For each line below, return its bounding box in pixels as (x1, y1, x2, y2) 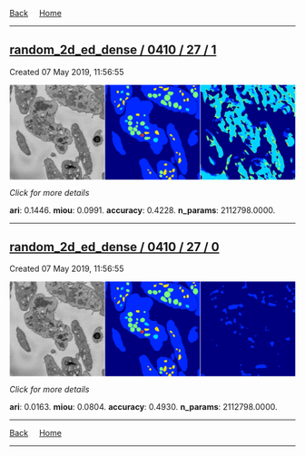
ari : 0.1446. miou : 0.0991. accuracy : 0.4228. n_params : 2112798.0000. (9, 204, 276, 216)
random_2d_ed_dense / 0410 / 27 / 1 (9, 43, 217, 58)
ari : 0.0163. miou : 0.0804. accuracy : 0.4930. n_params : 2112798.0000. (9, 402, 279, 412)
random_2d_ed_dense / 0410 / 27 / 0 (9, 239, 220, 255)
